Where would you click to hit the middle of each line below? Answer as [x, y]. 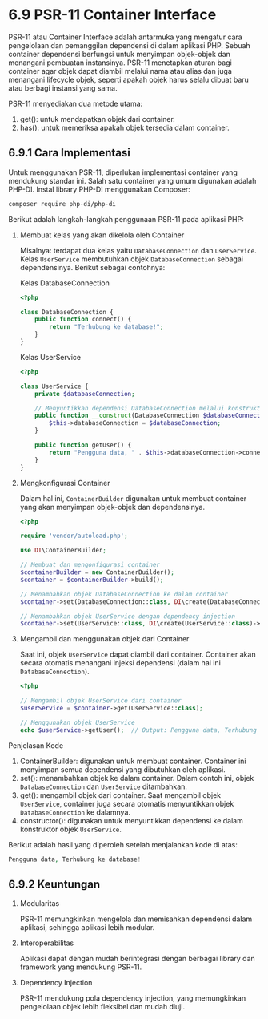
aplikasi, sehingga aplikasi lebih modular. [87, 928]
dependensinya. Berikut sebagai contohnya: [92, 267]
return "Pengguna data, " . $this [106, 452]
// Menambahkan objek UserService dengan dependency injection [128, 616]
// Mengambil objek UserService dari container [100, 701]
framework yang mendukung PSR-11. [81, 967]
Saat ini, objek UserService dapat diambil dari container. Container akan [138, 654]
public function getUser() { [83, 445]
